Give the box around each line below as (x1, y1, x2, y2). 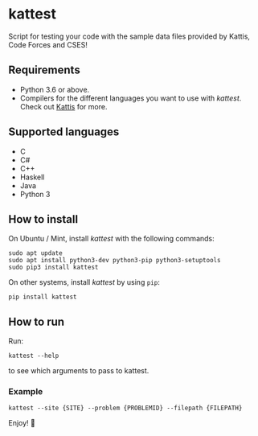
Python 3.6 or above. (19, 84, 90, 94)
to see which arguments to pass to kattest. (8, 366, 149, 376)
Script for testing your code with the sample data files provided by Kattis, (8, 31, 251, 41)
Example (8, 386, 43, 397)
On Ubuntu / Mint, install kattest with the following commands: (8, 234, 215, 244)
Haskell (19, 172, 45, 182)
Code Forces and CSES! (8, 39, 88, 49)
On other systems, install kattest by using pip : (8, 278, 161, 287)
